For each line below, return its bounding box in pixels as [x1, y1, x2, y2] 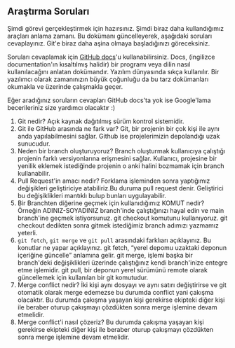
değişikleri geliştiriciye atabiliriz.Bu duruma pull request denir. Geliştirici [17, 183, 224, 192]
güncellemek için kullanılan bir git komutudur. [17, 273, 149, 281]
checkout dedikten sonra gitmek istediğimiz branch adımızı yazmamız [17, 221, 219, 230]
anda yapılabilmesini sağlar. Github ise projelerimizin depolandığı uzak [17, 132, 220, 140]
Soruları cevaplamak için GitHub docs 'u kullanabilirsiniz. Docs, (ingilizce [7, 53, 215, 61]
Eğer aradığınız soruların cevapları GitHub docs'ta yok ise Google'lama [7, 96, 212, 104]
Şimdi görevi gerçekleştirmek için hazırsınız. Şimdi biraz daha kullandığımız [7, 24, 224, 32]
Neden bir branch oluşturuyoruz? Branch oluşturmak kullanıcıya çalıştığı [17, 146, 226, 155]
